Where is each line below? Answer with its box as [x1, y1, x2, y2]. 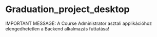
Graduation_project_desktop [5, 4, 130, 15]
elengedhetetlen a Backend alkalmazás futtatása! [5, 25, 109, 31]
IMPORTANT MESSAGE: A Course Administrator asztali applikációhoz [5, 20, 152, 26]
